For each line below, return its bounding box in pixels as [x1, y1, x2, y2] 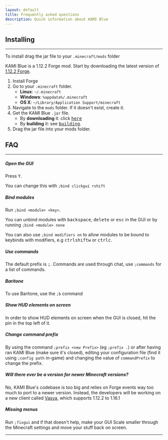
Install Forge [12, 78, 38, 84]
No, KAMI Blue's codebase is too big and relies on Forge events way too [5, 384, 154, 390]
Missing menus [5, 406, 38, 412]
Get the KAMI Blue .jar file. [12, 110, 69, 116]
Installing [5, 35, 35, 44]
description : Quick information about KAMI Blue [5, 17, 108, 22]
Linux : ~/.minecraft [19, 89, 61, 95]
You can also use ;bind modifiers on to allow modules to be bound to [5, 231, 149, 237]
